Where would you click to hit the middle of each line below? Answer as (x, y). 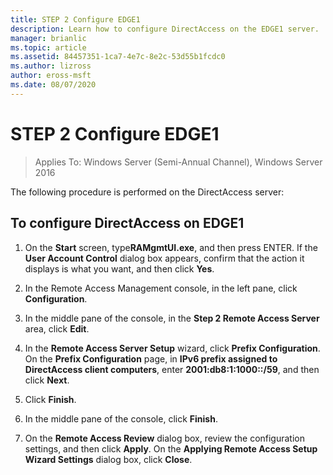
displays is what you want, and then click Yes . (119, 268)
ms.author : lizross (51, 66)
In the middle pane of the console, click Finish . (121, 418)
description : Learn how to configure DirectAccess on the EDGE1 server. (165, 29)
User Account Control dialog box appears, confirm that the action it (164, 258)
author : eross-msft (51, 76)
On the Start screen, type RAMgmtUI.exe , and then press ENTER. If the (171, 247)
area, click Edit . (57, 328)
